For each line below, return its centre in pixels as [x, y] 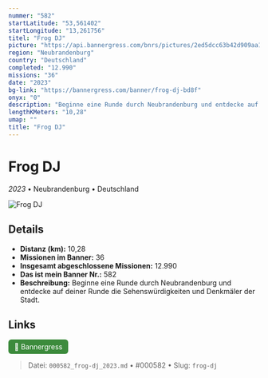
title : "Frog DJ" [37, 127]
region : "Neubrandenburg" [51, 53]
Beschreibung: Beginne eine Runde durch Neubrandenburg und [126, 283]
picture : [23, 46]
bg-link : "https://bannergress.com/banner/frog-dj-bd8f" [105, 90]
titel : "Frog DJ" [37, 38]
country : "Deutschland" [48, 61]
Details [26, 230]
